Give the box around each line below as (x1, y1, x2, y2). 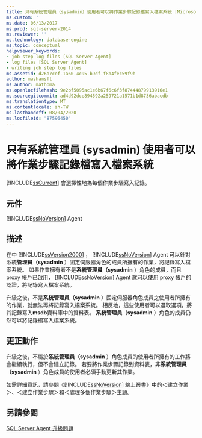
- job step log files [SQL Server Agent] (6, 54, 112, 60)
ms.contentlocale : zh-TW (6, 104, 69, 110)
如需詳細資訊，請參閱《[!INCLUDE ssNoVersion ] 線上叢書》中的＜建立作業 (6, 381, 189, 388)
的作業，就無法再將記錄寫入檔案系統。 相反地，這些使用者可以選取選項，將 (6, 301, 192, 308)
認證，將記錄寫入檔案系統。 (6, 281, 75, 288)
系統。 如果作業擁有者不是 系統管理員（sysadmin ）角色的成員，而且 (11, 266, 182, 273)
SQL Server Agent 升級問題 (6, 425, 74, 432)
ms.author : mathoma (6, 82, 55, 88)
